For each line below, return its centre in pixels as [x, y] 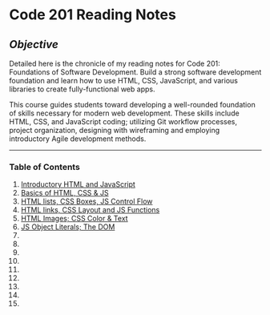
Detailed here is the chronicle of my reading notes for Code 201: [115, 63]
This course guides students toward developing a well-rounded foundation [132, 105]
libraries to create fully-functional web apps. [82, 89]
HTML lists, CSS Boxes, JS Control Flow [87, 201]
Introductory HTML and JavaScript [78, 184]
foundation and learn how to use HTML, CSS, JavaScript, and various [124, 81]
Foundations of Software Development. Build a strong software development [135, 72]
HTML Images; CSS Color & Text [74, 219]
